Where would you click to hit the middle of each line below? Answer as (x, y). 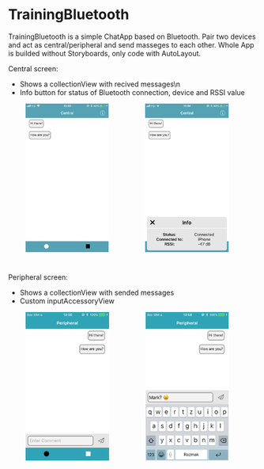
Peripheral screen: (38, 277)
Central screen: (33, 68)
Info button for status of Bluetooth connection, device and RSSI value (132, 92)
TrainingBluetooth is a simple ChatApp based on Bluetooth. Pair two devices (132, 36)
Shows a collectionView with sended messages (97, 293)
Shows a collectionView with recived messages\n (100, 84)
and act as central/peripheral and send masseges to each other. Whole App (131, 44)
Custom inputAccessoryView (67, 301)
